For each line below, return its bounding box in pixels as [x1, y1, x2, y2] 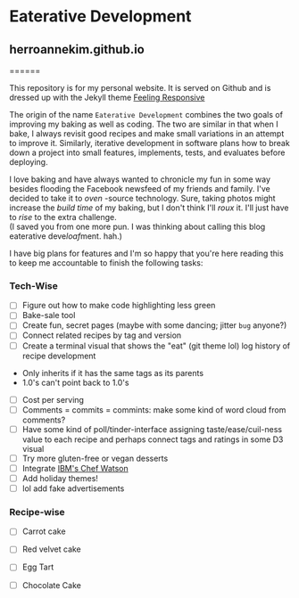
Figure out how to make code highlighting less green [21, 300, 216, 311]
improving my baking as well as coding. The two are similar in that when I [9, 119, 278, 129]
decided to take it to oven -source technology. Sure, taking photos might [9, 193, 276, 203]
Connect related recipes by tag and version [21, 330, 182, 340]
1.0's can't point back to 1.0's [21, 377, 129, 388]
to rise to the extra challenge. [9, 212, 118, 222]
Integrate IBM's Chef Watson [21, 463, 129, 473]
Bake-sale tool [21, 310, 76, 321]
